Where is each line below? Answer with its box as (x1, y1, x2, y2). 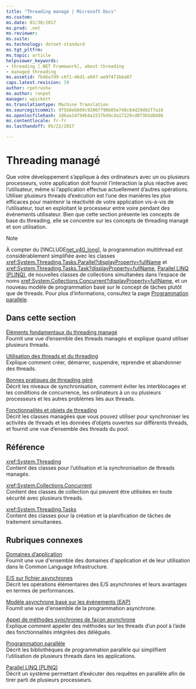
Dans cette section (6, 313, 76, 323)
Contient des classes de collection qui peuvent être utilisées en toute (6, 488, 173, 495)
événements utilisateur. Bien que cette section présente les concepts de (6, 210, 180, 218)
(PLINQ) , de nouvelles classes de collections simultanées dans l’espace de (6, 271, 186, 278)
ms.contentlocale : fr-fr (6, 118, 67, 124)
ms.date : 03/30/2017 (6, 19, 57, 25)
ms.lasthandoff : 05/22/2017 (6, 123, 75, 129)
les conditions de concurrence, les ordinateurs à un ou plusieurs (6, 389, 161, 396)
